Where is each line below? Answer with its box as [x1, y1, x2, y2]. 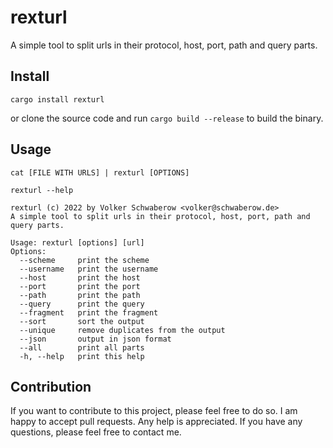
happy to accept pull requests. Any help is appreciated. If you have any [10, 416, 303, 428]
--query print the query [19, 299, 145, 309]
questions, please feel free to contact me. [10, 426, 182, 438]
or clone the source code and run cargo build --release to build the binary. [10, 112, 324, 124]
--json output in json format [19, 334, 172, 344]
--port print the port [19, 281, 141, 291]
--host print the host [19, 272, 141, 283]
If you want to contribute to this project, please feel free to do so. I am [10, 405, 298, 417]
